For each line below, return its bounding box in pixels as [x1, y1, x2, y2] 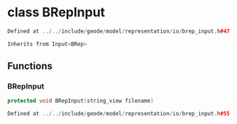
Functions [7, 60, 53, 72]
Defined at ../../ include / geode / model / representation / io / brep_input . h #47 [7, 28, 231, 35]
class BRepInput [7, 4, 105, 21]
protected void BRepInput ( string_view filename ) [7, 97, 154, 105]
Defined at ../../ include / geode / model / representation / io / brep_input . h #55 [7, 111, 231, 118]
